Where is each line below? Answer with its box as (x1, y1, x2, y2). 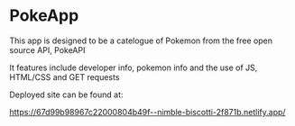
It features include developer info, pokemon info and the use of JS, (9, 62, 258, 73)
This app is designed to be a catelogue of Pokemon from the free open (9, 35, 273, 46)
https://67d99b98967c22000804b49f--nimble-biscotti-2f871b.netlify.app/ (9, 106, 286, 117)
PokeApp (9, 5, 79, 26)
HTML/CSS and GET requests (9, 71, 120, 82)
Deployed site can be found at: (9, 89, 124, 100)
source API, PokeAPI (9, 44, 86, 55)
